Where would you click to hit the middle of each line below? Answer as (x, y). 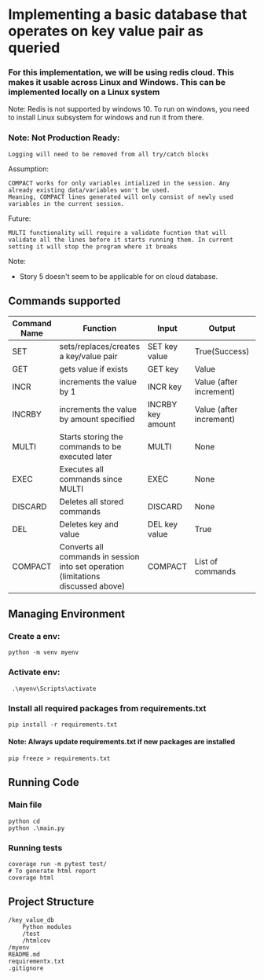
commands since (91, 479)
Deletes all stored (92, 501)
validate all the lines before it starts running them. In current (121, 240)
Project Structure (51, 902)
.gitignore (26, 968)
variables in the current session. (66, 204)
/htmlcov (37, 941)
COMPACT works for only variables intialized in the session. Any (119, 183)
